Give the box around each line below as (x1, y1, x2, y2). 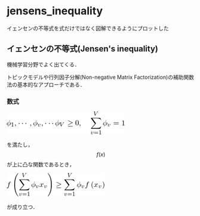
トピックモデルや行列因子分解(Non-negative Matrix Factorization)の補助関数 (7, 73, 195, 81)
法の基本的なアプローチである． (7, 81, 85, 88)
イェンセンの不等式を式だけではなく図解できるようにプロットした (7, 24, 169, 32)
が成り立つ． (7, 203, 38, 211)
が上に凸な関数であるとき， (7, 161, 75, 168)
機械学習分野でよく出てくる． (7, 61, 80, 68)
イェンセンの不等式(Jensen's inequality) (7, 44, 159, 54)
